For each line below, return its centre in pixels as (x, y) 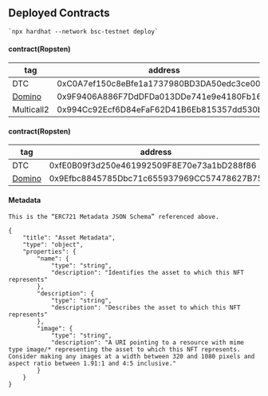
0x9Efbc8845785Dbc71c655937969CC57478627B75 (156, 179)
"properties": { (50, 252)
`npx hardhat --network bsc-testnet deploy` (83, 31)
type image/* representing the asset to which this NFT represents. (124, 350)
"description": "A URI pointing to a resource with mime (148, 343)
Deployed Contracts (59, 13)
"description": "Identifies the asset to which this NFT (148, 273)
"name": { (53, 259)
